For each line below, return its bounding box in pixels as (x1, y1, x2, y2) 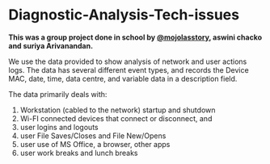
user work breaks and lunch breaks (19, 148, 138, 158)
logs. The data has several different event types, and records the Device (8, 65, 249, 74)
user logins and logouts (19, 122, 99, 132)
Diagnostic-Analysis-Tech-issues (8, 6, 240, 24)
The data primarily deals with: (8, 89, 108, 99)
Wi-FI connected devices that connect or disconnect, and (19, 113, 213, 123)
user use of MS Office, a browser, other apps (19, 139, 171, 149)
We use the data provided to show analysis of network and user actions (8, 57, 247, 66)
